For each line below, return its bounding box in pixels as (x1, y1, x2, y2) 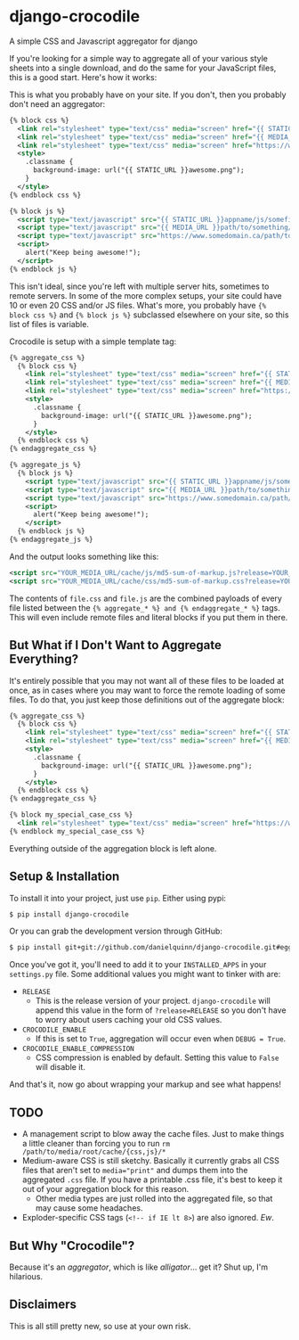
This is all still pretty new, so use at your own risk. (9, 1320, 191, 1331)
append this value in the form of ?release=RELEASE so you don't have (35, 1005, 287, 1015)
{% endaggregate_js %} (9, 535, 93, 545)
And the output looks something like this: (9, 551, 159, 562)
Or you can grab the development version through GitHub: (9, 925, 222, 937)
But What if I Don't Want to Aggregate (9, 637, 222, 653)
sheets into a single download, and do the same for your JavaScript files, (9, 62, 277, 73)
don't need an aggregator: (9, 98, 105, 109)
